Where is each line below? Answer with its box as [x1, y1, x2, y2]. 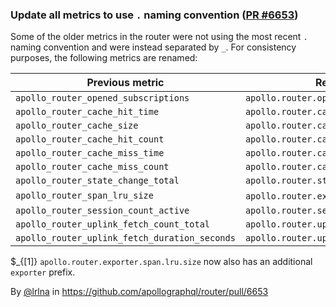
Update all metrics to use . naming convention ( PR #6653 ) [10, 8, 299, 22]
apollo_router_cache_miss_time [15, 148, 165, 159]
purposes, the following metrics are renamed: [10, 52, 198, 64]
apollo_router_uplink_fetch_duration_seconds [15, 233, 236, 244]
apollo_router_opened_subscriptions [15, 93, 190, 104]
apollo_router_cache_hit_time [15, 106, 160, 118]
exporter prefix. [10, 266, 76, 278]
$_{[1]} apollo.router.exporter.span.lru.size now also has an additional [10, 256, 313, 268]
